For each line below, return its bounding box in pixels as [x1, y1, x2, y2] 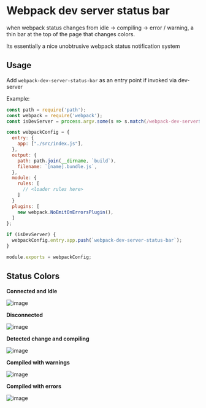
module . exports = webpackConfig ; [6, 254, 92, 260]
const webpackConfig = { [6, 129, 70, 136]
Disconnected [6, 311, 43, 318]
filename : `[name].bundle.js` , [17, 163, 97, 169]
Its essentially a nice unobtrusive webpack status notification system [6, 42, 180, 50]
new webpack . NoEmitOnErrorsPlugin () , [17, 209, 114, 215]
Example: [6, 94, 30, 102]
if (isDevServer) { [6, 231, 56, 238]
